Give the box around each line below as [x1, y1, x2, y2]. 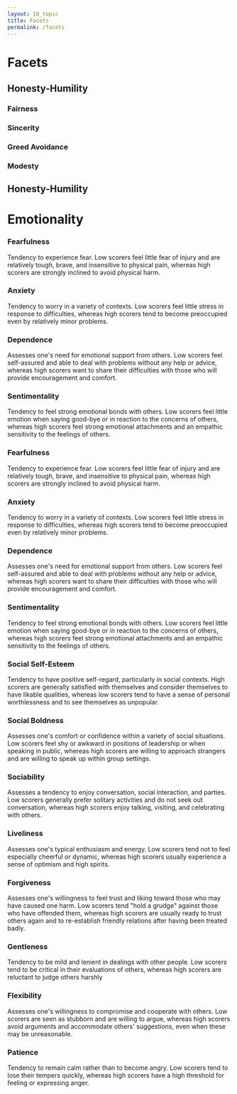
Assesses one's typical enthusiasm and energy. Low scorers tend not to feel [7, 844, 231, 853]
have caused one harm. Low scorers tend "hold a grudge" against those [7, 901, 219, 910]
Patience [7, 1047, 39, 1057]
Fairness [7, 104, 38, 114]
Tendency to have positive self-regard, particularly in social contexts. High [7, 675, 225, 683]
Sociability [7, 772, 45, 782]
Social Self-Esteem [7, 659, 75, 669]
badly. [7, 924, 26, 933]
